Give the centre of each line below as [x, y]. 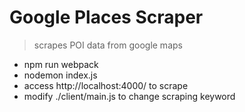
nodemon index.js [60, 75]
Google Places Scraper [106, 17]
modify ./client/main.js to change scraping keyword [129, 96]
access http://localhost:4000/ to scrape [106, 85]
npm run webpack [61, 64]
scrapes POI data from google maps [108, 45]
